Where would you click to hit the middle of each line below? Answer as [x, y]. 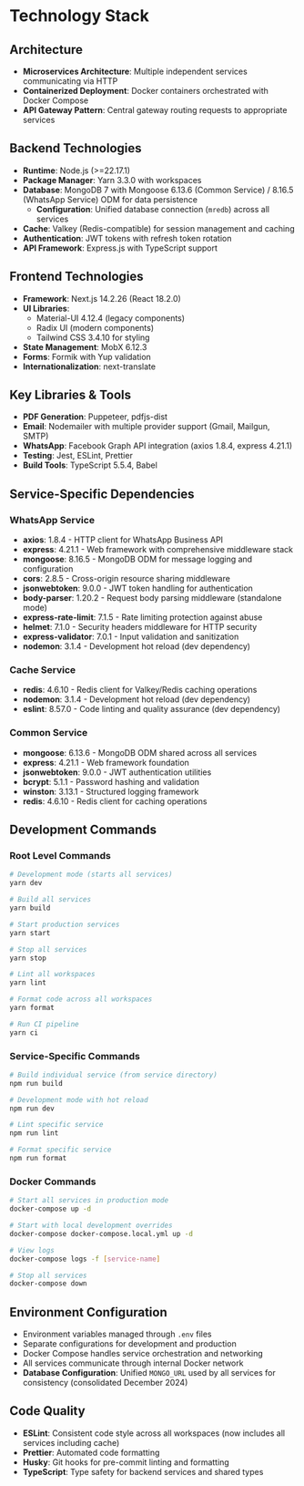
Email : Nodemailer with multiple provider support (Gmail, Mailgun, [146, 427]
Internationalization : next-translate [89, 366]
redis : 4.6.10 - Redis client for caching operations [115, 801]
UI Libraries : [46, 308]
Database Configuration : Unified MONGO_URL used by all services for [149, 1373]
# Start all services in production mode [89, 1201]
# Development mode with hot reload [79, 1099]
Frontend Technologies [76, 277]
